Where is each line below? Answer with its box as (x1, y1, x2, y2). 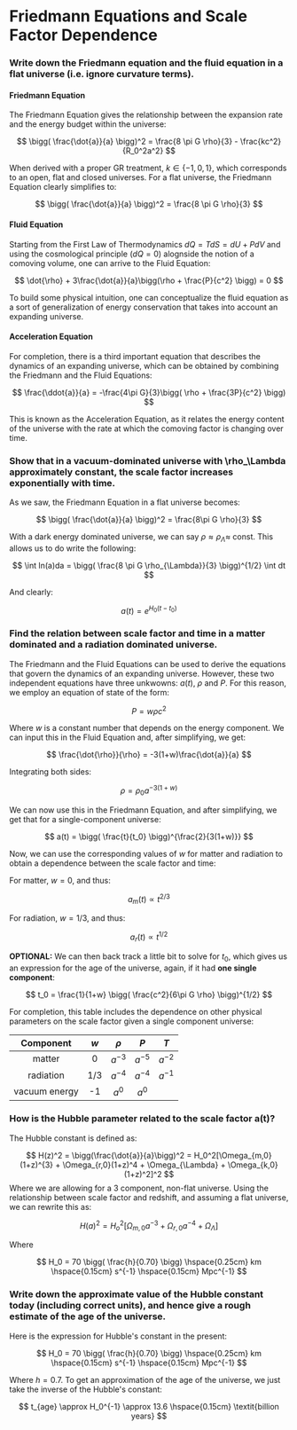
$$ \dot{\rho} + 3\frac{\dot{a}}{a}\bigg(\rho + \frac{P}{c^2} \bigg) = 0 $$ (14, 275, 284, 286)
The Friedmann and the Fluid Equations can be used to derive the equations (9, 658, 286, 669)
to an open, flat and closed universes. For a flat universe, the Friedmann (9, 172, 272, 183)
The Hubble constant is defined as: (9, 1133, 137, 1143)
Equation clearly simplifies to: (9, 182, 117, 192)
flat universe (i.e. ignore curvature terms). (9, 68, 195, 81)
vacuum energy (13, 1085, 79, 1097)
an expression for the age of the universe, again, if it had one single (9, 962, 257, 973)
